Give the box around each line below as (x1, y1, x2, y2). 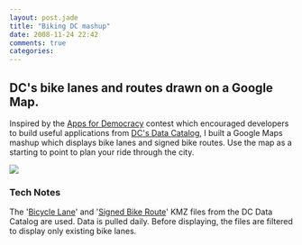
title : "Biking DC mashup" (9, 22, 111, 31)
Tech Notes (9, 186, 61, 198)
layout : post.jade (9, 13, 78, 23)
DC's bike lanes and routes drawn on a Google (9, 80, 273, 95)
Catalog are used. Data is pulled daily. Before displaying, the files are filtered (9, 216, 293, 227)
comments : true (9, 38, 67, 48)
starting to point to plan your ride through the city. (9, 146, 195, 158)
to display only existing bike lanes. (9, 226, 137, 237)
